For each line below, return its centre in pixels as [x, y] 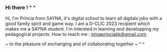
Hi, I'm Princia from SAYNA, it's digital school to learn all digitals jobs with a [84, 18]
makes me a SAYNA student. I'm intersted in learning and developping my [82, 29]
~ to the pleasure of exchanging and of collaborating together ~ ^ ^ [75, 44]
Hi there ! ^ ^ [20, 7]
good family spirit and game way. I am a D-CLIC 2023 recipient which [78, 23]
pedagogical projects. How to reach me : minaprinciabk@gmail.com [76, 34]
